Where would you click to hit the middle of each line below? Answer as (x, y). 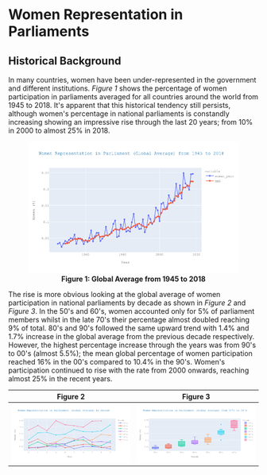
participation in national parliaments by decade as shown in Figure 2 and (127, 303)
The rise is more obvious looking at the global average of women (114, 294)
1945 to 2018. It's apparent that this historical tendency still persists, (120, 105)
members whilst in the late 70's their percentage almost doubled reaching (129, 320)
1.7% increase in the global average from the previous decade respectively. (132, 336)
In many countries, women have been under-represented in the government (132, 80)
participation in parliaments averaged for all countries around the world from (133, 97)
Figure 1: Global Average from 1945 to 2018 (133, 279)
